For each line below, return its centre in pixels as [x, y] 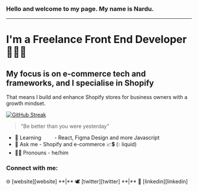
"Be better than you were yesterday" [65, 126]
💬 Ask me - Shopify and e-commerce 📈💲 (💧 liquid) [76, 144]
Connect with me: [32, 168]
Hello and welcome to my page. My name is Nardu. [80, 9]
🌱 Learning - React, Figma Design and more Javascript [87, 138]
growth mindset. [26, 103]
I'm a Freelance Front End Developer [97, 39]
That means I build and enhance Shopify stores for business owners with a [97, 97]
